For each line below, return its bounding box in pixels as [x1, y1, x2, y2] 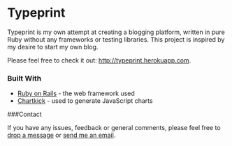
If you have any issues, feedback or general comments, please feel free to [7, 124, 222, 132]
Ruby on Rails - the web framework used [17, 89, 135, 98]
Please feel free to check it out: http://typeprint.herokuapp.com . [7, 56, 191, 64]
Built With [7, 73, 42, 83]
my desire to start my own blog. [7, 42, 99, 51]
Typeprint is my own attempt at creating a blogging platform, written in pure [7, 28, 225, 36]
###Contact [7, 110, 42, 119]
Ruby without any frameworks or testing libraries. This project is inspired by [7, 35, 225, 43]
